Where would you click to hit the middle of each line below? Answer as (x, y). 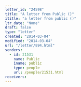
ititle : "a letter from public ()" (41, 18)
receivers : (16, 77)
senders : (14, 50)
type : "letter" (20, 32)
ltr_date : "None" (22, 23)
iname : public (28, 63)
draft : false (18, 28)
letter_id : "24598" (25, 9)
